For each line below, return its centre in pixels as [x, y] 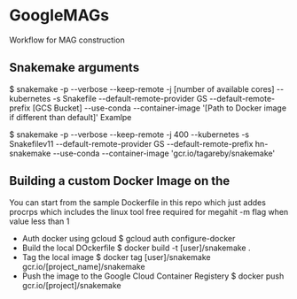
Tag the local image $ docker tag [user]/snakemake [116, 257]
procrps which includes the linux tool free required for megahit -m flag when [149, 211]
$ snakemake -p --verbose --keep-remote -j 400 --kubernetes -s [129, 134]
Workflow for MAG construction [67, 40]
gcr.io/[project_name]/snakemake [84, 266]
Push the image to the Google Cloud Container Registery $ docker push [153, 276]
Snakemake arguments [74, 68]
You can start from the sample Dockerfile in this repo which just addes [137, 202]
